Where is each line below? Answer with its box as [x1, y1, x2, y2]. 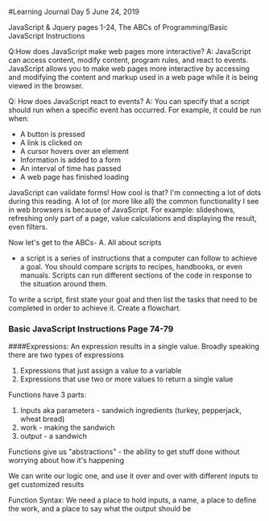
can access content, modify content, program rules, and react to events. [8, 56, 249, 65]
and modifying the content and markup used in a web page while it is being [8, 73, 259, 81]
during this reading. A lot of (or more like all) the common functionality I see [8, 197, 259, 206]
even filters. [8, 222, 48, 231]
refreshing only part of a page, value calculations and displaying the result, [8, 214, 257, 223]
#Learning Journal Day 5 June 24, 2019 [8, 7, 139, 16]
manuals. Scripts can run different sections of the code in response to [19, 270, 252, 280]
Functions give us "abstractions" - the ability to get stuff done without [8, 447, 240, 456]
